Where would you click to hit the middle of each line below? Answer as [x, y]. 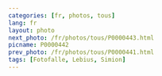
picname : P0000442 [39, 45]
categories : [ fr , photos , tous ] [62, 15]
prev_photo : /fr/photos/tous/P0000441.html [81, 52]
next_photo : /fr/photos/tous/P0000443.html [81, 38]
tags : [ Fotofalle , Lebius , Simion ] [67, 60]
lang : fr [23, 23]
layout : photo [32, 30]
